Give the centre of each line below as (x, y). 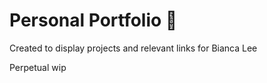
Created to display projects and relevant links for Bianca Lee (133, 48)
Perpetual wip (38, 67)
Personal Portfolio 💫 (93, 20)
